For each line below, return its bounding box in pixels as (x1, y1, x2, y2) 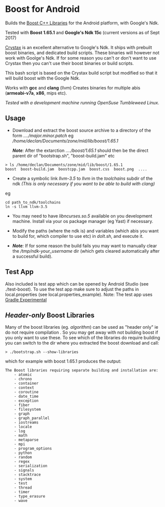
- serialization (14, 463, 48, 469)
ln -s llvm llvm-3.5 (5, 204, 48, 209)
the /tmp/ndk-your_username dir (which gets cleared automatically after (12, 248, 160, 254)
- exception (14, 398, 39, 403)
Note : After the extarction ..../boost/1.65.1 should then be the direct (12, 147, 149, 153)
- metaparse (14, 437, 39, 442)
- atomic (14, 372, 32, 377)
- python (14, 450, 32, 455)
